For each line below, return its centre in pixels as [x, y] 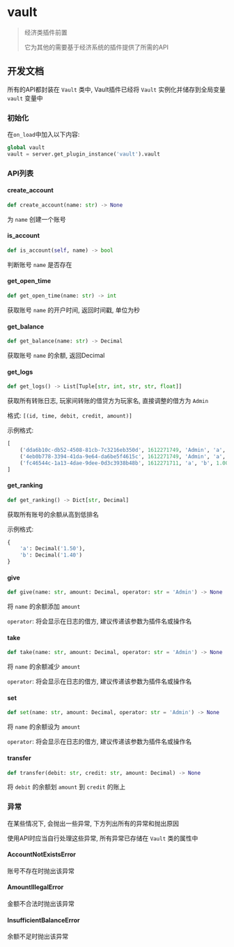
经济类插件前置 [46, 32]
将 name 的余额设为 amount [44, 727]
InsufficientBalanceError [44, 920]
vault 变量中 [25, 98]
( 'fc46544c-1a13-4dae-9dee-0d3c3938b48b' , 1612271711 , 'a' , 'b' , [117, 463]
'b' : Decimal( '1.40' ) [51, 555]
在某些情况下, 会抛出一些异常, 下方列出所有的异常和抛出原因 [93, 823]
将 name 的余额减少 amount [44, 667]
